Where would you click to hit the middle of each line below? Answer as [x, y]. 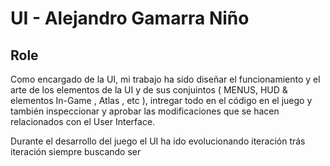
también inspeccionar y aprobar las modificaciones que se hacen [145, 111]
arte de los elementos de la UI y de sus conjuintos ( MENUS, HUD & [149, 90]
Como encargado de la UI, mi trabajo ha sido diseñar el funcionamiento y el [165, 79]
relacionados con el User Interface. [83, 121]
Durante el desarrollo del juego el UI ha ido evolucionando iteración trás [158, 141]
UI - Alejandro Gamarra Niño [130, 18]
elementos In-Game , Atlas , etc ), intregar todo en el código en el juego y [161, 100]
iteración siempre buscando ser [76, 151]
